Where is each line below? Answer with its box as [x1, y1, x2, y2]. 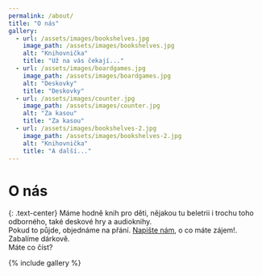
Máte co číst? [8, 243, 53, 253]
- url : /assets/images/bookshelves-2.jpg [15, 124, 157, 132]
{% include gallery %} [8, 258, 82, 268]
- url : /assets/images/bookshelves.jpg [15, 34, 150, 43]
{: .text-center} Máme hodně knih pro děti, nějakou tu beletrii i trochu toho [8, 208, 254, 218]
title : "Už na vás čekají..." [23, 57, 125, 65]
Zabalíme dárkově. [8, 234, 70, 244]
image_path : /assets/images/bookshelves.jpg [23, 42, 175, 50]
